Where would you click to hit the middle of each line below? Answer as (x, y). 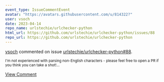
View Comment (21, 74)
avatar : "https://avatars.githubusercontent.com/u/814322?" (69, 14)
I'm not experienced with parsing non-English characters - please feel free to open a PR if (82, 61)
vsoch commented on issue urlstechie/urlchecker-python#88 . (69, 51)
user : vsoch (17, 19)
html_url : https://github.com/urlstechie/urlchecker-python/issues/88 (80, 33)
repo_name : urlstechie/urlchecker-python (49, 28)
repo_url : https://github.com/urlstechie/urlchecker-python (69, 38)
